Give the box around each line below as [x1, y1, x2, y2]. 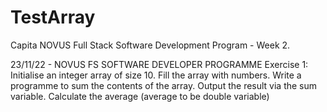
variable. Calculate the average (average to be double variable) [10, 90, 270, 102]
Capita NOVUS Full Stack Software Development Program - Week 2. [10, 39, 291, 51]
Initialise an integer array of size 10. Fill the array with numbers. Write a [10, 69, 302, 81]
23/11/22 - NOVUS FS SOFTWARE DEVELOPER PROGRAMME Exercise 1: [10, 58, 309, 70]
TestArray [10, 6, 96, 29]
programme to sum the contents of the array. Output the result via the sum [10, 79, 318, 91]
